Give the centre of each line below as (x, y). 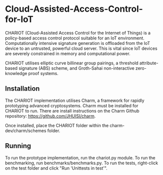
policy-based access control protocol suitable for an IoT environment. (75, 38)
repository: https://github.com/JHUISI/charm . (50, 116)
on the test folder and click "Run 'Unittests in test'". (56, 168)
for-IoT (19, 19)
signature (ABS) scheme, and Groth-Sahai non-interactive (77, 68)
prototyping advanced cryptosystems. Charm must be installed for (72, 105)
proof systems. (43, 73)
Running (18, 146)
